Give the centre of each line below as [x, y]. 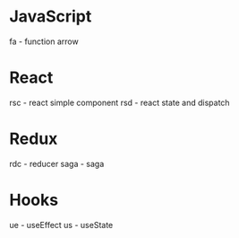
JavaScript [51, 17]
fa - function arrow [44, 41]
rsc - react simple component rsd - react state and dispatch [119, 102]
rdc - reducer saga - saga [57, 163]
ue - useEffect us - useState [61, 225]
